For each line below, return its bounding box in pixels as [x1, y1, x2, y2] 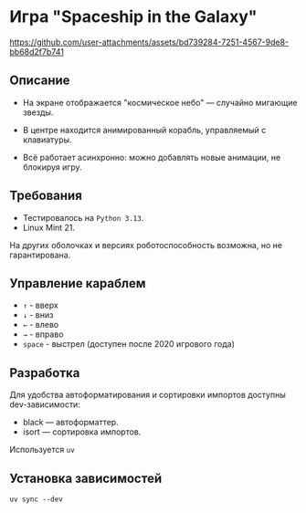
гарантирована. [9, 249, 71, 260]
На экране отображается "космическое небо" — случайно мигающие [22, 97, 298, 108]
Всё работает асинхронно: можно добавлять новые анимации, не [22, 152, 281, 162]
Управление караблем [9, 276, 146, 291]
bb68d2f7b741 [9, 46, 64, 57]
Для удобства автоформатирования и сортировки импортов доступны [9, 390, 286, 401]
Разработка [9, 365, 80, 381]
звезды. [22, 107, 54, 118]
